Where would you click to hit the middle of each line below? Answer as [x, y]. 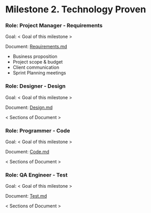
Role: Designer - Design [35, 86]
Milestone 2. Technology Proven [76, 9]
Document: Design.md [29, 107]
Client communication [36, 67]
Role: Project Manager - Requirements [54, 26]
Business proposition [35, 56]
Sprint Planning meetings [39, 73]
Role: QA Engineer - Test [36, 175]
